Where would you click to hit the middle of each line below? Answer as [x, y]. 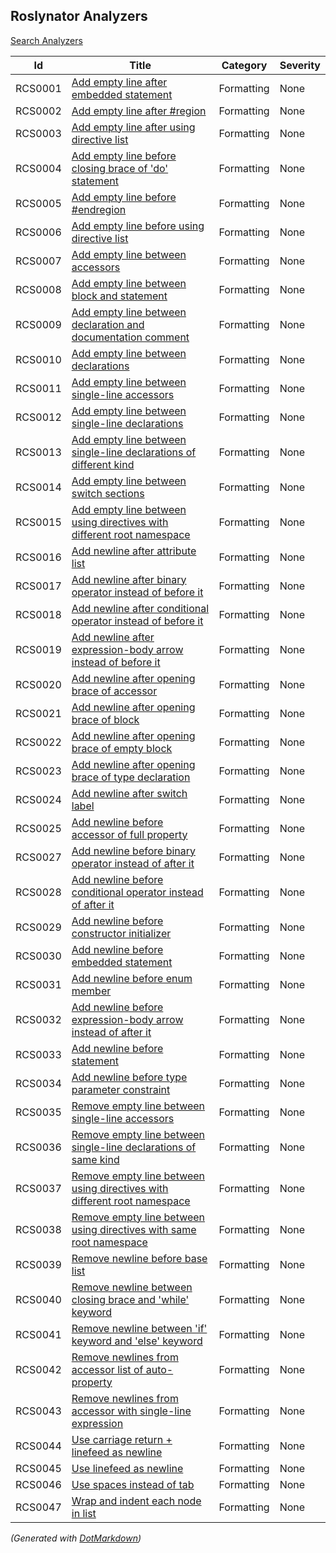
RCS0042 [38, 1369]
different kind [103, 464]
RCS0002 [38, 111]
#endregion [99, 209]
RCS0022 [38, 742]
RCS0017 [38, 586]
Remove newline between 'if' [139, 1328]
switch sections [108, 493]
